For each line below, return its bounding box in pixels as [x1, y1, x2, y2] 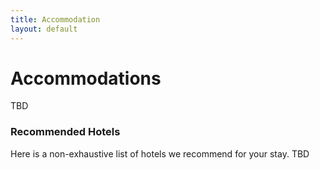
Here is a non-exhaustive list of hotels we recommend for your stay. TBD [10, 147, 310, 160]
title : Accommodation [10, 14, 101, 25]
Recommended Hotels [10, 125, 121, 139]
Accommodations [10, 67, 162, 90]
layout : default [10, 24, 78, 34]
